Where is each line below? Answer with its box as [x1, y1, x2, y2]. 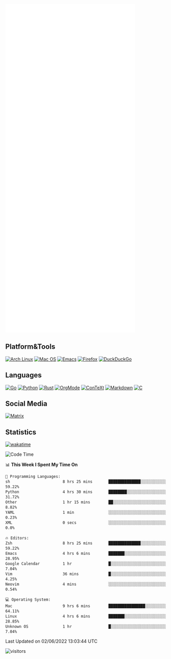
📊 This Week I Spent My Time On [5, 462, 78, 468]
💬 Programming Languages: [5, 474, 60, 480]
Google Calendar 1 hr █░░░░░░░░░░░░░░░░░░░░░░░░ [5, 561, 166, 567]
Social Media [5, 400, 48, 408]
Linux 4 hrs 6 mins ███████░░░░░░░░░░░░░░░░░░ [5, 614, 166, 619]
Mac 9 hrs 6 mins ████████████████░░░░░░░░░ [5, 604, 166, 609]
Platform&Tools [5, 343, 55, 351]
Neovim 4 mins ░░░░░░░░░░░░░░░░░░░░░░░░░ [5, 582, 166, 587]
